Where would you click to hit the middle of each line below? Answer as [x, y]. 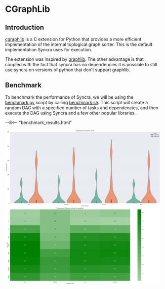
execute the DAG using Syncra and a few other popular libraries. [70, 113]
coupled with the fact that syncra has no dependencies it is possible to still [81, 64]
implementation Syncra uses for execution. [49, 50]
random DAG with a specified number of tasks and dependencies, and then [82, 108]
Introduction [25, 27]
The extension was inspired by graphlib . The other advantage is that [75, 59]
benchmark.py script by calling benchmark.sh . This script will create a [77, 102]
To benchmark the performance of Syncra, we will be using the [69, 97]
